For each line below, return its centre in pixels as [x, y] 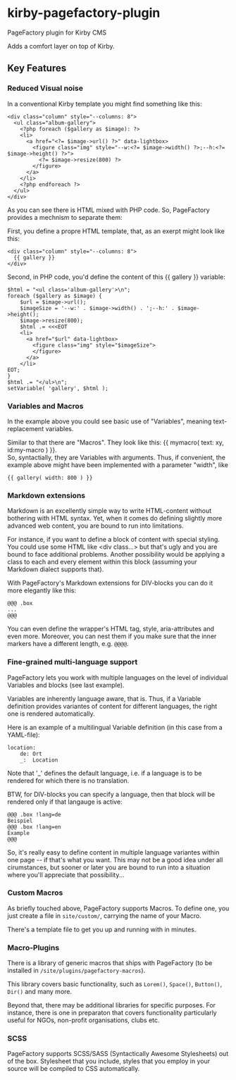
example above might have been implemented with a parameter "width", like [118, 465]
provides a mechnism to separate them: [65, 217]
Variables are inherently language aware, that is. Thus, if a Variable [104, 698]
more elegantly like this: [42, 590]
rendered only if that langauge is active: [65, 802]
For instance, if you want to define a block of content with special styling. [114, 540]
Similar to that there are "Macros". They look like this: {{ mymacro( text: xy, [116, 442]
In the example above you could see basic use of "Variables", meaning [110, 421]
